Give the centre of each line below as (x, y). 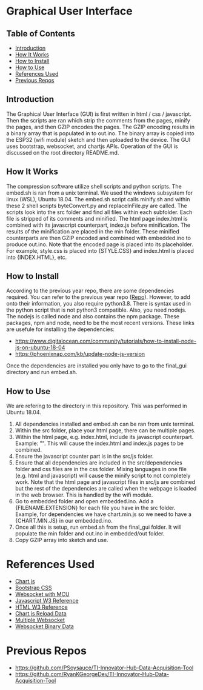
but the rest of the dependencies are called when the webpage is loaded (106, 489)
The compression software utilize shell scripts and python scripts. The (94, 186)
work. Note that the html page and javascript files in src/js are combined (105, 482)
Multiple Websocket (40, 620)
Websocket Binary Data (44, 626)
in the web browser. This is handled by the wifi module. (84, 495)
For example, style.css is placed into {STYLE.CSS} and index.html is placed (100, 250)
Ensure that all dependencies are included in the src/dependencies (99, 463)
